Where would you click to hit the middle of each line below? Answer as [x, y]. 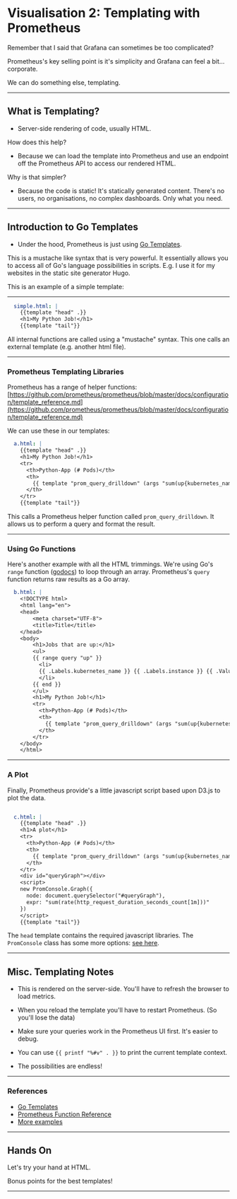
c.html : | [28, 817]
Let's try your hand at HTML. [49, 1167]
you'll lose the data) [46, 1018]
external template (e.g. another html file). [67, 347]
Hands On [30, 1150]
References [28, 1092]
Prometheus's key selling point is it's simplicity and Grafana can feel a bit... [116, 61]
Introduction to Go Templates [73, 227]
